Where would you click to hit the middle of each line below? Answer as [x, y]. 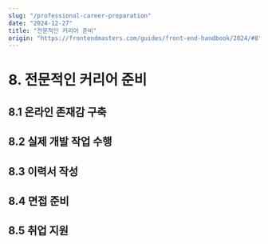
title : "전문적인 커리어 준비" [53, 30]
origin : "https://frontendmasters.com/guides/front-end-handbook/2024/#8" [135, 38]
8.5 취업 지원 [39, 231]
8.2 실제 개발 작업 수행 [60, 142]
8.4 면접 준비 [39, 201]
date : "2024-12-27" [41, 23]
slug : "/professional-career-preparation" [80, 16]
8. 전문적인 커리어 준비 [78, 80]
